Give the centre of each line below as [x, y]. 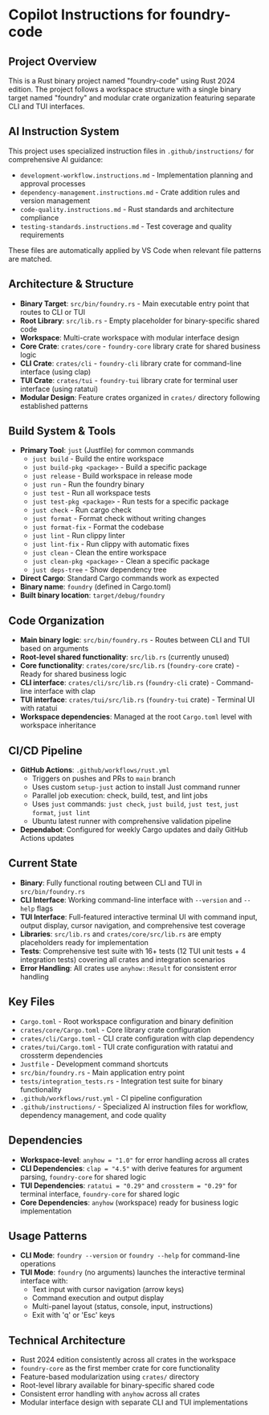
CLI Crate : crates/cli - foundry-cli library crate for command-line [131, 363]
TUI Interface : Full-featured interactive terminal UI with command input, [139, 916]
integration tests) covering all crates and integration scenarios [122, 959]
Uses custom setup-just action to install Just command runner [136, 787]
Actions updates [47, 838]
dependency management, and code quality [93, 1115]
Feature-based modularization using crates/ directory [109, 1377]
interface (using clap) [55, 372]
